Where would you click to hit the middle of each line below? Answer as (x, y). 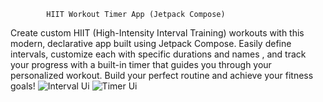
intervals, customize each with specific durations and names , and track (158, 54)
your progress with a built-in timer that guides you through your (141, 64)
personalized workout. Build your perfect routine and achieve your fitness (162, 75)
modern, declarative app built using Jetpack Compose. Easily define (151, 43)
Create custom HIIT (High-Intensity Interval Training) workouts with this (157, 33)
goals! (23, 86)
